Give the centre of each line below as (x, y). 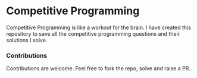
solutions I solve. (27, 40)
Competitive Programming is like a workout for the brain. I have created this (99, 27)
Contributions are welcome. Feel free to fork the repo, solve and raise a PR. (98, 68)
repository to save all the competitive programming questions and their (93, 33)
